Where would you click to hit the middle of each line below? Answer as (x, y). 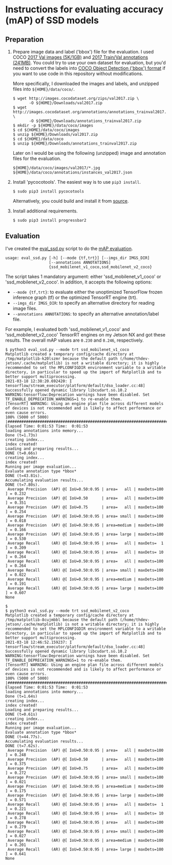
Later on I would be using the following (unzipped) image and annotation (89, 153)
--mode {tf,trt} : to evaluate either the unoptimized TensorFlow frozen (88, 292)
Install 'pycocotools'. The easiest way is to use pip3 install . (77, 182)
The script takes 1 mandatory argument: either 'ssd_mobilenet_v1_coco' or (83, 276)
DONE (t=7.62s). (23, 746)
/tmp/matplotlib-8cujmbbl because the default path (61, 620)
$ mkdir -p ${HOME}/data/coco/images (53, 126)
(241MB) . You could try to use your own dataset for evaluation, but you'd (89, 63)
